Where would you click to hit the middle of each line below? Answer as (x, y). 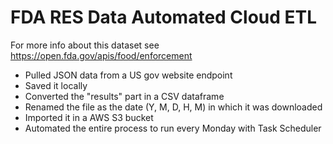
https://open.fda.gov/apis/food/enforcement (101, 55)
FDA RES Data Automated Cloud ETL (164, 17)
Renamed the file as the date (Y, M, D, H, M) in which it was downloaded (173, 107)
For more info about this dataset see (85, 45)
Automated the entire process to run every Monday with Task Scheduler (173, 128)
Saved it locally (56, 85)
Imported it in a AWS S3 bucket (89, 117)
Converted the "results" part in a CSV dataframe (124, 96)
